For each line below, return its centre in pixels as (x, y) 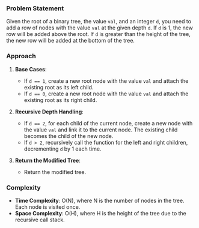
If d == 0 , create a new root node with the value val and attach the (106, 94)
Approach (21, 56)
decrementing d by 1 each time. (63, 149)
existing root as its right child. (60, 100)
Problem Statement (35, 8)
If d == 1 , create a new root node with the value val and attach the (106, 81)
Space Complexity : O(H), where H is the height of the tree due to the (100, 213)
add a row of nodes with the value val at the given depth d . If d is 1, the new (100, 28)
